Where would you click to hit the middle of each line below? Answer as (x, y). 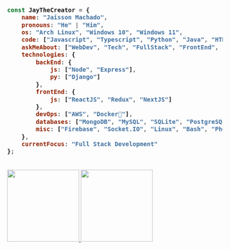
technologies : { (49, 55)
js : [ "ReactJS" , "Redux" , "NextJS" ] (111, 99)
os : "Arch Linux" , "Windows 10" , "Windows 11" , (102, 33)
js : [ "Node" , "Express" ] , (93, 70)
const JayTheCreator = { (49, 10)
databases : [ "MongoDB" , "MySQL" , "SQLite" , (109, 122)
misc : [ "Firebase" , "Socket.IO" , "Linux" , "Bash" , (122, 129)
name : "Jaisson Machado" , (65, 17)
